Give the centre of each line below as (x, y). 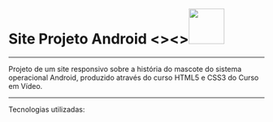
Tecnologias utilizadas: (47, 109)
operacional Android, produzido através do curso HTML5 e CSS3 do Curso (134, 78)
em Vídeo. (26, 86)
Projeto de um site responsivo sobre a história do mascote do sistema (125, 69)
